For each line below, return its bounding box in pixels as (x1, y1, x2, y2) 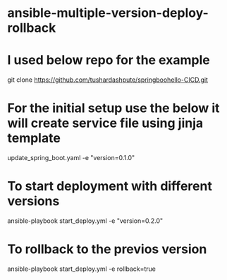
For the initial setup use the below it (7, 100, 220, 116)
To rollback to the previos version (7, 241, 207, 257)
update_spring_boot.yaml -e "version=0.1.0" (7, 154, 135, 162)
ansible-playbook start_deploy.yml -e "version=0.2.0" (7, 217, 164, 225)
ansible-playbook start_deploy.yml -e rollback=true (7, 264, 157, 273)
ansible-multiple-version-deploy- (7, 5, 209, 21)
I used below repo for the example (7, 52, 210, 68)
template (7, 130, 61, 146)
